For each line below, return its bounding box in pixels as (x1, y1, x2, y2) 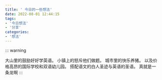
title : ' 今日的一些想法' (5, 7, 52, 12)
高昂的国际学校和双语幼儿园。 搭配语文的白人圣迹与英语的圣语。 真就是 (9, 64, 152, 69)
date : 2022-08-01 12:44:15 (5, 12, 60, 16)
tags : (5, 16, 16, 21)
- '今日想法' (5, 20, 29, 26)
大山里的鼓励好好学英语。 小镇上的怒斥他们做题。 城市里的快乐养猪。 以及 (5, 57, 153, 63)
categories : (5, 30, 29, 34)
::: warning (5, 47, 27, 53)
